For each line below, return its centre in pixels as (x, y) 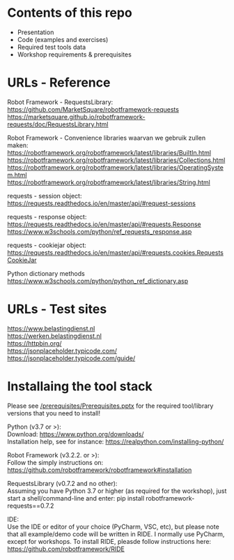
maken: (18, 145)
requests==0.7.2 (31, 506)
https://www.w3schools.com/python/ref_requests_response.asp (100, 231)
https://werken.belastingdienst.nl (55, 336)
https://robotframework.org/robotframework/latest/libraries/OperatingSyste (116, 167)
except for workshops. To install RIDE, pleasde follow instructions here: (109, 541)
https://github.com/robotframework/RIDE (66, 549)
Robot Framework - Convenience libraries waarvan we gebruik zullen (107, 138)
